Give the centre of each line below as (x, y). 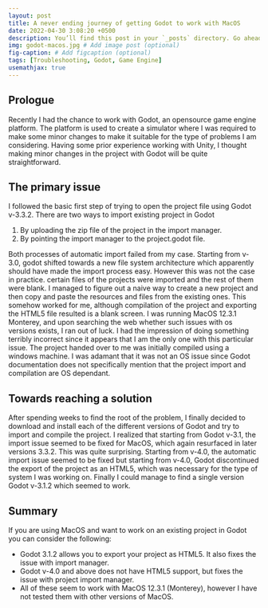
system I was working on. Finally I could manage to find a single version (126, 478)
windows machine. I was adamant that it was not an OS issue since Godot (130, 356)
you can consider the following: (60, 538)
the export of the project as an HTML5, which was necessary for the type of (133, 469)
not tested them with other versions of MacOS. (97, 596)
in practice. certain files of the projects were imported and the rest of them (131, 280)
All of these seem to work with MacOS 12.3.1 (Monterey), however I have (138, 588)
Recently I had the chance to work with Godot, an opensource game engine (132, 119)
